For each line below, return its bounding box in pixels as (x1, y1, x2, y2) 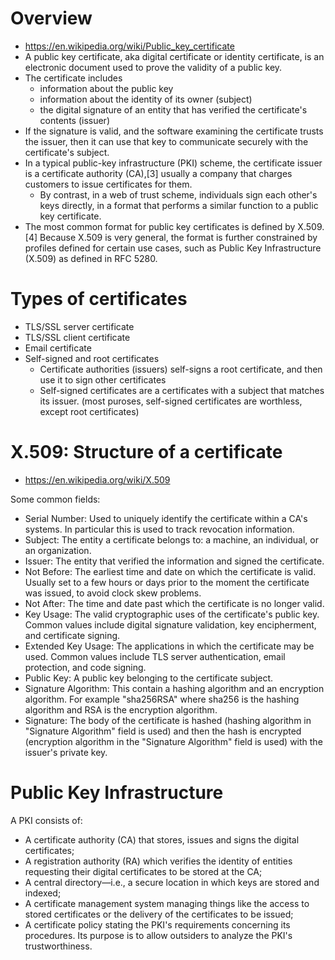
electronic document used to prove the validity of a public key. (24, 61, 283, 73)
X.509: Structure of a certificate (10, 441, 283, 464)
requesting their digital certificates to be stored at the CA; (24, 865, 263, 877)
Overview (10, 7, 93, 30)
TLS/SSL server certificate (24, 320, 135, 332)
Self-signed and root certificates (24, 352, 160, 364)
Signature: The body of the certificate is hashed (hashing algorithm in (24, 714, 312, 726)
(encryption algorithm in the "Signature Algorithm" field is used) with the (24, 735, 323, 747)
